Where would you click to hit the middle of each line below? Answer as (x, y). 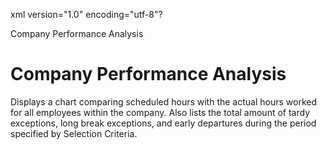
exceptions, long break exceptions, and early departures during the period (163, 123)
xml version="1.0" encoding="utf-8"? (86, 14)
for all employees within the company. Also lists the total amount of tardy (160, 112)
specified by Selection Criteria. (74, 133)
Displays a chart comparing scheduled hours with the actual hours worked (163, 101)
